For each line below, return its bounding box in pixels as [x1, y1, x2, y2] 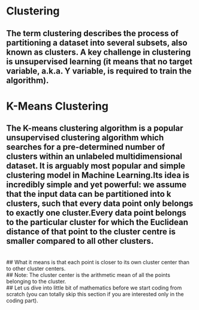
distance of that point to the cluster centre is [6, 227, 176, 237]
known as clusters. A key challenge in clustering [6, 47, 191, 57]
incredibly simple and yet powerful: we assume [6, 179, 187, 190]
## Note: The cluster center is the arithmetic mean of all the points [6, 271, 171, 278]
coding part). [6, 297, 38, 304]
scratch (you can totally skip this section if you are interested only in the [6, 290, 184, 297]
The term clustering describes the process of [6, 28, 179, 39]
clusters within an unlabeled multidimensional [6, 152, 183, 162]
